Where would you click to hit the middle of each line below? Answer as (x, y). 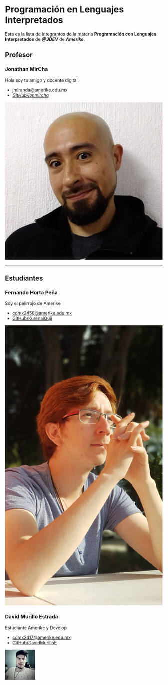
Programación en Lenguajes (65, 9)
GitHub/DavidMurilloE (35, 643)
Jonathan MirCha (27, 69)
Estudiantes (24, 278)
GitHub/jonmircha (31, 95)
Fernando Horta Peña (32, 292)
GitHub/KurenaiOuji (32, 318)
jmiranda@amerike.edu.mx (40, 90)
